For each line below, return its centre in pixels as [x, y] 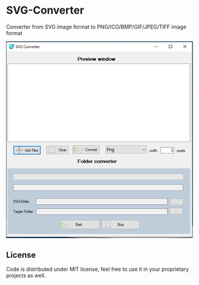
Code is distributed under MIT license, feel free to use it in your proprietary [98, 269]
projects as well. [26, 275]
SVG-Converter [45, 10]
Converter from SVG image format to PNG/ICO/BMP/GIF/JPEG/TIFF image [96, 27]
